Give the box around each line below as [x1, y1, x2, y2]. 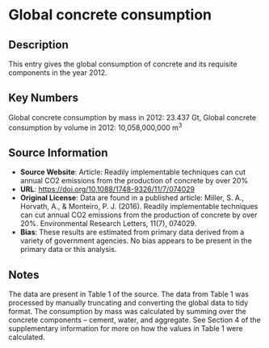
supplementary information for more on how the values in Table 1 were [8, 324, 243, 333]
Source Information [8, 145, 108, 159]
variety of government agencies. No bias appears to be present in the [19, 236, 252, 245]
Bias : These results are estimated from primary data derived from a [19, 228, 245, 237]
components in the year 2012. [8, 68, 107, 78]
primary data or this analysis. [19, 245, 117, 254]
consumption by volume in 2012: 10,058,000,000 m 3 [8, 121, 183, 132]
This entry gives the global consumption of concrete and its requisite [8, 59, 237, 69]
